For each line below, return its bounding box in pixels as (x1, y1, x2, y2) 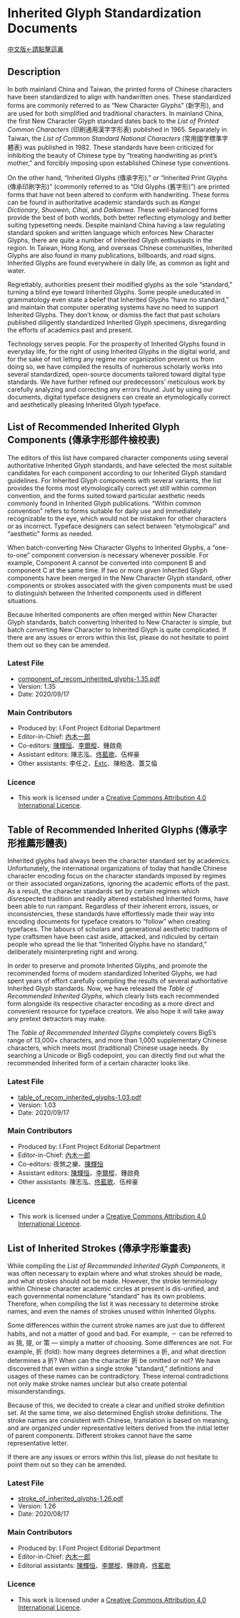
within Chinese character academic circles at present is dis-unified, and (7, 1284, 219, 1293)
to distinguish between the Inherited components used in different (7, 588, 202, 597)
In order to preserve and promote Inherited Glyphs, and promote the (7, 961, 208, 970)
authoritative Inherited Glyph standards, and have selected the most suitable (7, 461, 232, 470)
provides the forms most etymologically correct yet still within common (7, 484, 216, 492)
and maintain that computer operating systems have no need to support (7, 302, 219, 312)
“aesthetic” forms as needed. (7, 529, 94, 537)
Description (7, 66, 61, 78)
